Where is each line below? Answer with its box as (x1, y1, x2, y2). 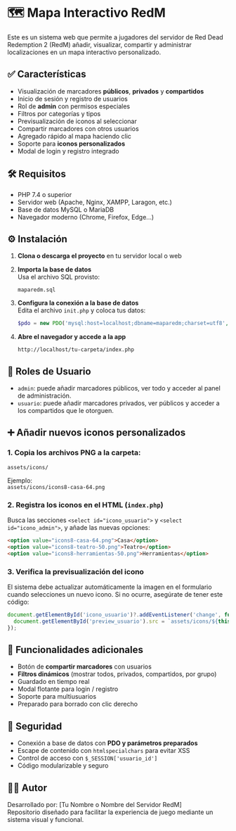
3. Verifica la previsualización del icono (7, 566, 144, 576)
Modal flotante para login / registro (17, 685, 119, 693)
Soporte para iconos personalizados (17, 139, 126, 148)
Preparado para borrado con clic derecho (17, 700, 138, 709)
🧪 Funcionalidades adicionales (7, 644, 144, 656)
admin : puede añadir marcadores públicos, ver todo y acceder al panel (17, 384, 221, 393)
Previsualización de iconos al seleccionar (17, 117, 137, 125)
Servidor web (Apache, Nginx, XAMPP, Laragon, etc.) (17, 198, 172, 206)
